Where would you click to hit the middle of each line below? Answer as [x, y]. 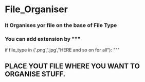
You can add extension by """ [43, 39]
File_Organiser [36, 9]
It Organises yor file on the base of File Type [61, 25]
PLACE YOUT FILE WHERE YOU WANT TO [72, 66]
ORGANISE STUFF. [35, 74]
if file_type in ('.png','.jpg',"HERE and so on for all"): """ [62, 50]
